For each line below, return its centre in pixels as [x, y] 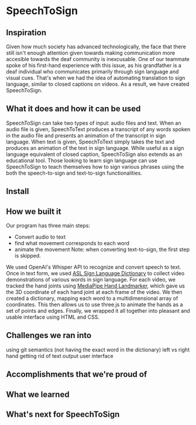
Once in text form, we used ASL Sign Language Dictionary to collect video [95, 273]
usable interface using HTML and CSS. [53, 317]
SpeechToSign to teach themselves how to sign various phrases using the [95, 166]
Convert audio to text [40, 237]
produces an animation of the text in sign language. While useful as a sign [95, 148]
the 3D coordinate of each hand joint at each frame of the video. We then [94, 292]
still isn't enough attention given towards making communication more [91, 53]
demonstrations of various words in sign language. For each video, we [91, 280]
